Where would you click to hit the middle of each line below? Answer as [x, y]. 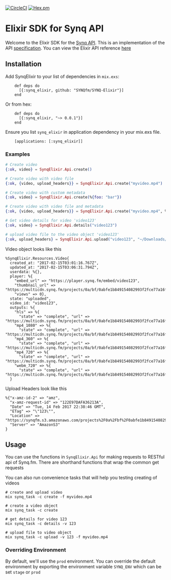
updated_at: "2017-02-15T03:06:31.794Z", [54, 267]
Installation [23, 64]
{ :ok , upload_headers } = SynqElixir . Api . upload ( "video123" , [70, 239]
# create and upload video [34, 493]
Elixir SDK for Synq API [54, 29]
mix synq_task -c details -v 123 [41, 524]
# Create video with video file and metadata [54, 207]
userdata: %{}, [26, 272]
